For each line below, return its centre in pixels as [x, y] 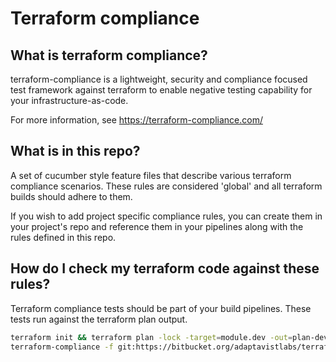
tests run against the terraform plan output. [99, 319]
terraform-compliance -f [62, 347]
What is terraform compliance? [109, 55]
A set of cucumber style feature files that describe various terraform [151, 175]
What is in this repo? [75, 151]
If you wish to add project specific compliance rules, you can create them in [166, 216]
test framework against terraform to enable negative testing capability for [161, 90]
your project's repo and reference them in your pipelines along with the [157, 226]
